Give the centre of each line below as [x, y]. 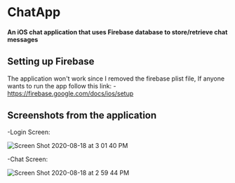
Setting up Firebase [51, 61]
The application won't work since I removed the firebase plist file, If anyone [116, 79]
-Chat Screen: [27, 159]
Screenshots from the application [82, 115]
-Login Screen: [29, 132]
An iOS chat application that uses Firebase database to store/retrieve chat [117, 32]
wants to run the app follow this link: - [62, 86]
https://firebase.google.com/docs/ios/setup [70, 93]
